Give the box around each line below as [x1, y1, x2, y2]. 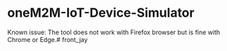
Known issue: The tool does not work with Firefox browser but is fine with [7, 28, 221, 36]
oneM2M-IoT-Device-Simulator [7, 5, 195, 21]
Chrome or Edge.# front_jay [7, 35, 88, 43]
